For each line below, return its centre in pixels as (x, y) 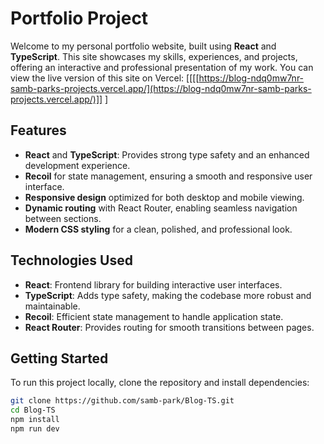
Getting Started (59, 358)
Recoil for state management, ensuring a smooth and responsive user (168, 176)
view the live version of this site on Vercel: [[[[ (105, 78)
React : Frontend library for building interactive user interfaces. (153, 284)
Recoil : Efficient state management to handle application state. (154, 316)
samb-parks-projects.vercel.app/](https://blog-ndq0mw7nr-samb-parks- (161, 88)
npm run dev (35, 429)
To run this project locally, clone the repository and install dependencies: (160, 383)
